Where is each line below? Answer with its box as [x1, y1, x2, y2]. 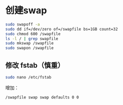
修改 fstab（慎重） [5, 61, 65, 69]
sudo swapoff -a [5, 21, 40, 27]
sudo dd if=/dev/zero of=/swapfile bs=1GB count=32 [5, 27, 118, 32]
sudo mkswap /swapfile [5, 41, 54, 46]
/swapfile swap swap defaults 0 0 [5, 95, 79, 100]
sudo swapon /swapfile [5, 45, 54, 51]
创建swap [5, 5, 47, 16]
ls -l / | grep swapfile [5, 36, 58, 41]
